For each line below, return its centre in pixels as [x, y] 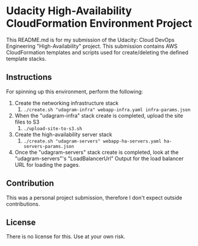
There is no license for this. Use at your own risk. [66, 237]
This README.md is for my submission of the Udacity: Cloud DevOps [90, 40]
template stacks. [26, 59]
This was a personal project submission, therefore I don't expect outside [94, 198]
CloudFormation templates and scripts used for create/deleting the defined [97, 52]
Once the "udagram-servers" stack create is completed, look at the [97, 152]
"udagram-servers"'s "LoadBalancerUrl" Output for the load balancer [99, 158]
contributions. [23, 204]
